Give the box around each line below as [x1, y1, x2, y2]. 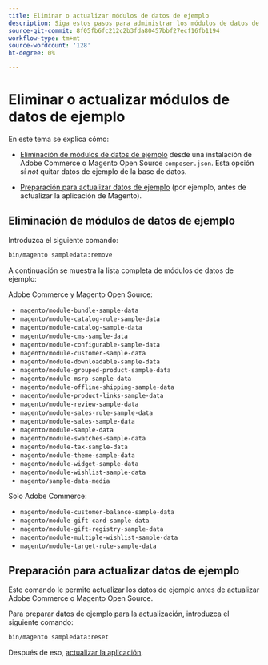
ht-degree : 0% [8, 49, 56, 57]
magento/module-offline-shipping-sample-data [19, 383, 174, 391]
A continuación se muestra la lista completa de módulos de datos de [8, 266, 234, 275]
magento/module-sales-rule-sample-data [19, 408, 154, 417]
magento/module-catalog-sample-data [19, 323, 142, 331]
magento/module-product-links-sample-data [19, 391, 164, 399]
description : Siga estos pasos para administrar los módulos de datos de [8, 19, 260, 27]
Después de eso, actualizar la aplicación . [8, 647, 144, 658]
